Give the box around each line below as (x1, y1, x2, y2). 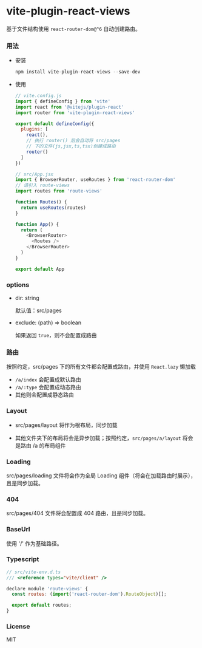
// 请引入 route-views (15, 182, 70, 189)
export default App (15, 266, 65, 272)
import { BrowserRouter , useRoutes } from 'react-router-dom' (15, 177, 176, 183)
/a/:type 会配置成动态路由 (15, 384, 82, 391)
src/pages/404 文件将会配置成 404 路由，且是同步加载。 (6, 510, 149, 517)
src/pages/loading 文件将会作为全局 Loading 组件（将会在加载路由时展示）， (6, 472, 196, 479)
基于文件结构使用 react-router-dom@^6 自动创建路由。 (6, 25, 141, 32)
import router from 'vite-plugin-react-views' (15, 109, 135, 116)
